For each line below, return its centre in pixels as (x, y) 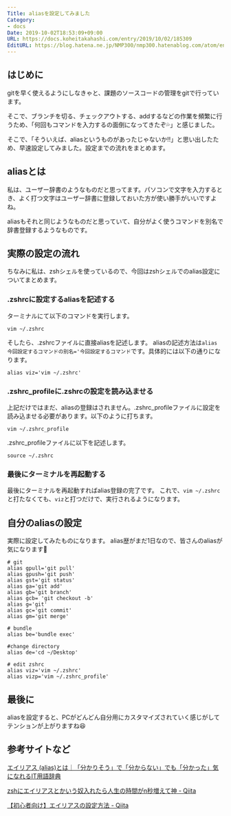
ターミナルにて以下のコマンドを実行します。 (70, 316)
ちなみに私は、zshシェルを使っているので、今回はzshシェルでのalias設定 (111, 272)
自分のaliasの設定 (45, 523)
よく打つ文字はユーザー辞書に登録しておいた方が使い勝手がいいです (115, 198)
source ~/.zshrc (30, 456)
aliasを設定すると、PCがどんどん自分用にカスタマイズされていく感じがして (113, 717)
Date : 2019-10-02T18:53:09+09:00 (55, 33)
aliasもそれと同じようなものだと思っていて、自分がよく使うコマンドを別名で (115, 221)
